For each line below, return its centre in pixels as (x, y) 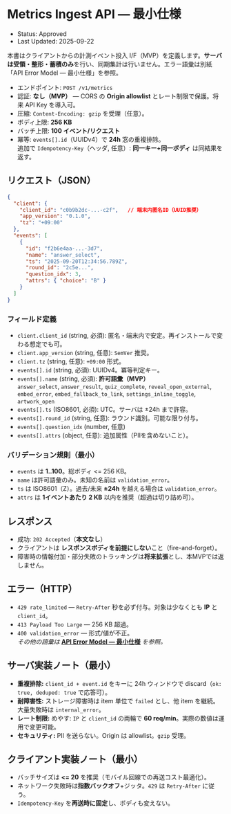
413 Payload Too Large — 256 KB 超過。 (74, 624)
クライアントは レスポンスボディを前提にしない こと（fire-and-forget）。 (119, 548)
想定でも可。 (48, 344)
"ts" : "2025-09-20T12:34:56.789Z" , (77, 261)
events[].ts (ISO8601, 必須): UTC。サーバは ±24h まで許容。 (104, 409)
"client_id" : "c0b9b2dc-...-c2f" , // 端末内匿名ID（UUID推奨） (111, 210)
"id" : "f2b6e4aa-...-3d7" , (64, 248)
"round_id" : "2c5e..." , (60, 268)
